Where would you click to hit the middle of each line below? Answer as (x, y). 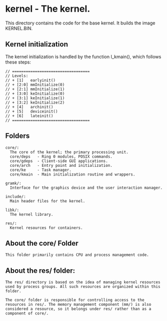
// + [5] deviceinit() (32, 111)
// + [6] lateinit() (29, 116)
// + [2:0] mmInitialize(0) (35, 84)
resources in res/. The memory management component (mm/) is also (78, 305)
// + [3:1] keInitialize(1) (35, 98)
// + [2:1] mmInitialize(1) (35, 89)
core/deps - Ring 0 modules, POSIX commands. (61, 156)
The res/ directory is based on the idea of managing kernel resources (83, 282)
